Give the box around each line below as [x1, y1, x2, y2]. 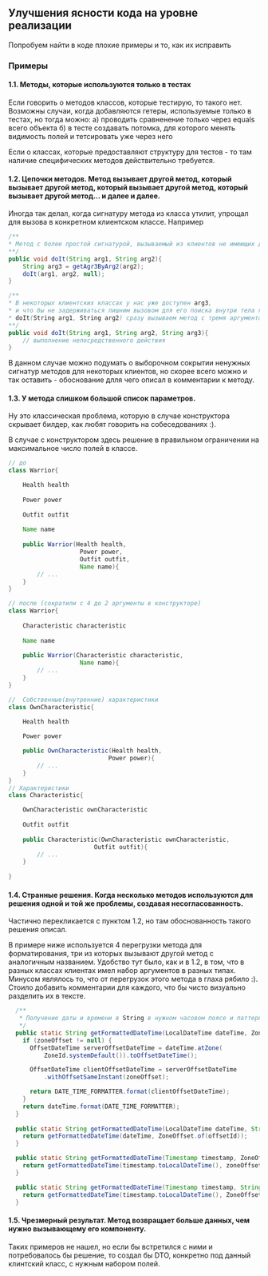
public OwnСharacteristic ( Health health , [22, 747, 162, 755]
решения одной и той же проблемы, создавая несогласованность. [8, 899, 244, 908]
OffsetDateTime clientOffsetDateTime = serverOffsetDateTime [29, 1066, 238, 1074]
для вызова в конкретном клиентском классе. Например [8, 217, 204, 227]
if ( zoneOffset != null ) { [22, 1036, 112, 1044]
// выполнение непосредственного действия [22, 336, 166, 345]
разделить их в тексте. [8, 991, 86, 1001]
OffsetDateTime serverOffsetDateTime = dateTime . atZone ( [29, 1043, 223, 1052]
